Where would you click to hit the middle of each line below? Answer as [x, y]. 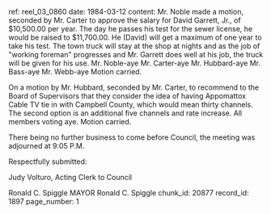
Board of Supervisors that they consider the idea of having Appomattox [127, 96]
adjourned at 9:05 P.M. [47, 146]
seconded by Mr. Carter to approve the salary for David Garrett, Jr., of [125, 20]
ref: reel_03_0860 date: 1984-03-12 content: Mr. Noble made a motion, [126, 12]
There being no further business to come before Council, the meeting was [132, 137]
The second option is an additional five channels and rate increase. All [125, 113]
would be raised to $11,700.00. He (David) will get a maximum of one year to [135, 37]
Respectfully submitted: [48, 162]
